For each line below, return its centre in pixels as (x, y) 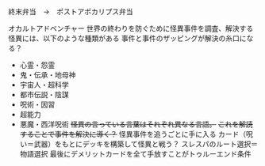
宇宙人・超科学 (44, 85)
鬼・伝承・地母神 (48, 75)
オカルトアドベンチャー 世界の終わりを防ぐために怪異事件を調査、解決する (131, 28)
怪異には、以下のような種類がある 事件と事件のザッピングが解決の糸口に (127, 38)
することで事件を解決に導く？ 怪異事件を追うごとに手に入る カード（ (133, 134)
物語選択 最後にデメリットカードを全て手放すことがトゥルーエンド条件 (135, 154)
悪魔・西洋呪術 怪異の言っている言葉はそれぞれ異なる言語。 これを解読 (136, 124)
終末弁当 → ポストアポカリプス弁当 (71, 11)
